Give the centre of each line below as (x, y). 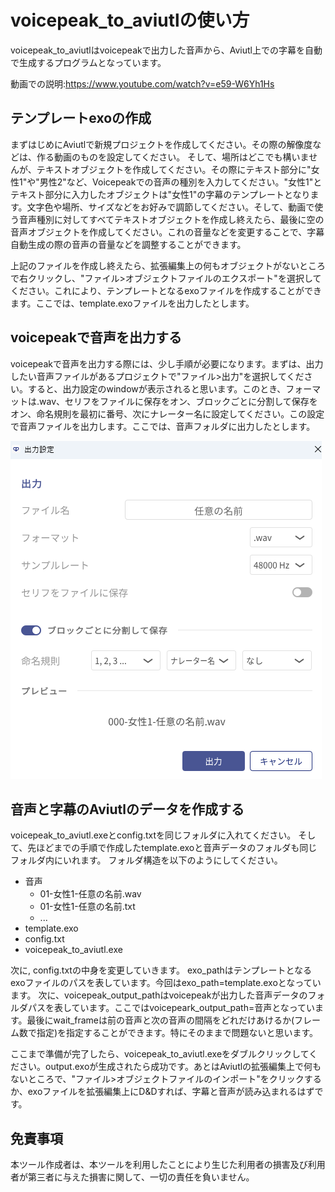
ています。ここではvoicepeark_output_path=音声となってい (193, 1008)
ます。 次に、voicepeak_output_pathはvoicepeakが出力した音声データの (159, 995)
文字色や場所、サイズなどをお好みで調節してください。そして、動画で (170, 207)
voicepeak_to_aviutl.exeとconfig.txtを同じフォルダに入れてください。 (153, 835)
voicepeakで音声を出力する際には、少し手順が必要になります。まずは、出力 (167, 363)
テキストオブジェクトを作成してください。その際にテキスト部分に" (174, 169)
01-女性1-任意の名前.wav (90, 894)
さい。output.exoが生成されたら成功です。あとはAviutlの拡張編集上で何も (170, 1067)
